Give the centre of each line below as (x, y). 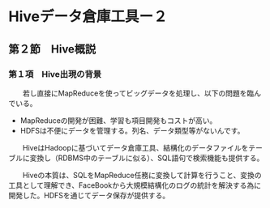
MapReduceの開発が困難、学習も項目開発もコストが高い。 (118, 120)
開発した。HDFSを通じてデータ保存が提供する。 (89, 195)
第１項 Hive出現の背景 (55, 74)
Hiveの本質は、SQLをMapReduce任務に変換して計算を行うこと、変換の (142, 175)
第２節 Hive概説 (52, 49)
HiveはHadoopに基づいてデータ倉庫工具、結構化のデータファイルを (135, 147)
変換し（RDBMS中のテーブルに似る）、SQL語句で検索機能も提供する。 (147, 158)
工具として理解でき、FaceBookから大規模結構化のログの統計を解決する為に (135, 185)
